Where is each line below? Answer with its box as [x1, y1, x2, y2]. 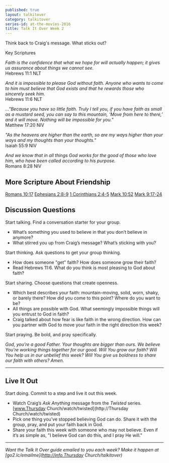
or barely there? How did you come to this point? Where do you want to [12, 295, 161, 301]
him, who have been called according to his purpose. [5, 158, 116, 164]
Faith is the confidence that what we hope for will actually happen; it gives [5, 60, 160, 66]
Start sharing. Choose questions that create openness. [5, 280, 119, 286]
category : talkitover [5, 17, 51, 22]
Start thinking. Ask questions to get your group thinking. [5, 249, 121, 255]
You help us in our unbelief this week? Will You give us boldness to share [5, 352, 156, 358]
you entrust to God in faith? [12, 311, 69, 317]
